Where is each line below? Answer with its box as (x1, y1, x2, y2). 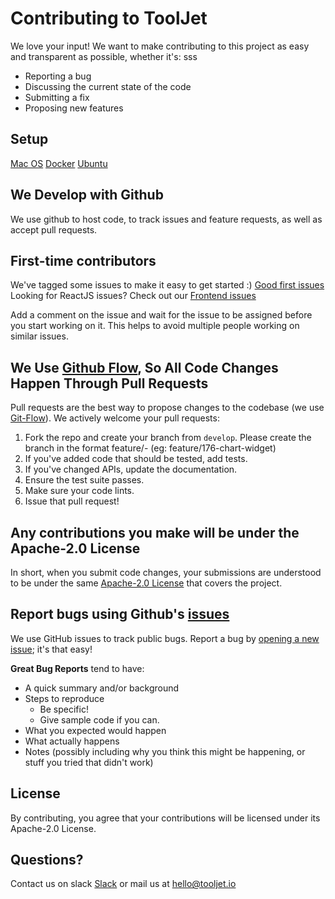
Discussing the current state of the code (24, 80, 192, 92)
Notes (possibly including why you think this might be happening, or (24, 745, 306, 757)
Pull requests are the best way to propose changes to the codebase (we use (10, 402, 325, 414)
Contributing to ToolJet (10, 7, 208, 30)
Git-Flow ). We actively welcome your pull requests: (10, 412, 220, 424)
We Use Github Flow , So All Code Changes (10, 359, 279, 376)
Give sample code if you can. (39, 713, 160, 726)
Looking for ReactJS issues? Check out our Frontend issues (10, 290, 257, 302)
